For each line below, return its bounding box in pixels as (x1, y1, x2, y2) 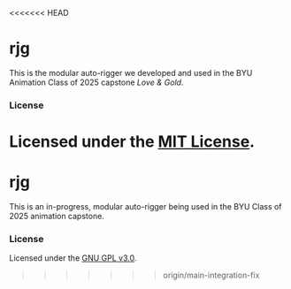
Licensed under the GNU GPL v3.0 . (9, 253, 137, 263)
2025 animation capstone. (9, 210, 104, 221)
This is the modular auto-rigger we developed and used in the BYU (9, 67, 253, 78)
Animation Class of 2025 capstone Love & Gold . (9, 77, 184, 87)
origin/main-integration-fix (163, 270, 260, 281)
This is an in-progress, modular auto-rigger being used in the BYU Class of (9, 201, 282, 211)
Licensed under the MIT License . (9, 132, 255, 152)
